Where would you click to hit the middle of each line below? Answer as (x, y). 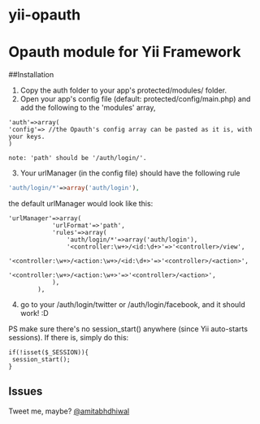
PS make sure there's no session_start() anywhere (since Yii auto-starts (128, 329)
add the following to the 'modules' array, (88, 108)
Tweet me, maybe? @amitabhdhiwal (69, 411)
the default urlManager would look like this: (81, 203)
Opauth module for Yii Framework (125, 52)
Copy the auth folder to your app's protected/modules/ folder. (123, 90)
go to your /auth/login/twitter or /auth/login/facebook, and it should (132, 305)
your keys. (27, 137)
